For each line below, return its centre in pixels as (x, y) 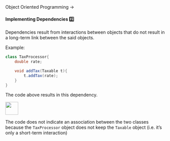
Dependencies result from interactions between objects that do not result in (85, 32)
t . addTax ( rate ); (41, 76)
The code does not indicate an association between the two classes (77, 122)
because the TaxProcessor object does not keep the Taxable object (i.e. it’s (84, 127)
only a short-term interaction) (36, 133)
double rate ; (28, 62)
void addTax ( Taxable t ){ (41, 71)
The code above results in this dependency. (51, 95)
